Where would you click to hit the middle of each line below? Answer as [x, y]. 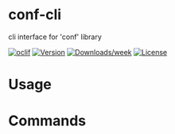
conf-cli [35, 15]
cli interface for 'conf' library [55, 37]
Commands [47, 121]
